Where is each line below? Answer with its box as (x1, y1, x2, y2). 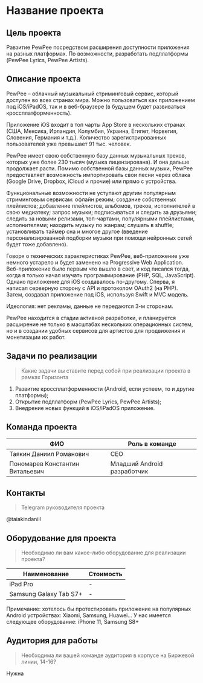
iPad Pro (9, 580, 33, 589)
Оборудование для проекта (6, 533, 117, 544)
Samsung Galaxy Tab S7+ (9, 590, 83, 598)
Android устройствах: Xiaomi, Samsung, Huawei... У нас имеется (6, 612, 171, 619)
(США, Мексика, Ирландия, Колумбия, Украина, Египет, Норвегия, (6, 127, 178, 135)
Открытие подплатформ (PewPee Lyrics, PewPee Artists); (14, 398, 162, 405)
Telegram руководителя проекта (21, 504, 105, 511)
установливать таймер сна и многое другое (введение (6, 228, 148, 235)
